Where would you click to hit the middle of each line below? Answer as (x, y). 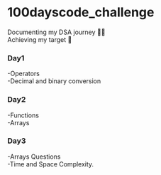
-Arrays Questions (34, 157)
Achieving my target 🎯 (40, 39)
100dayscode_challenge (81, 12)
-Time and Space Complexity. (51, 164)
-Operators (24, 74)
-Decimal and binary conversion (54, 81)
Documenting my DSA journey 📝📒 (56, 32)
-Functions (23, 115)
